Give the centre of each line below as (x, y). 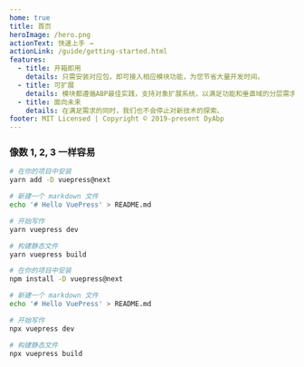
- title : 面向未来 (49, 102)
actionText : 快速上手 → (51, 43)
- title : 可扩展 (46, 85)
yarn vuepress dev (44, 229)
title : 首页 (30, 26)
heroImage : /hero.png (50, 34)
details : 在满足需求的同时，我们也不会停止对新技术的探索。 (125, 111)
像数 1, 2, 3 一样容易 (52, 152)
